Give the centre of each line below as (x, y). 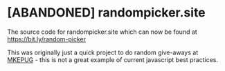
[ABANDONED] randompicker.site (106, 13)
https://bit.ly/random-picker (47, 39)
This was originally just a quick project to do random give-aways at (103, 52)
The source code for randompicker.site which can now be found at (102, 32)
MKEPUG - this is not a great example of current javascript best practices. (113, 59)
